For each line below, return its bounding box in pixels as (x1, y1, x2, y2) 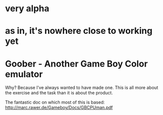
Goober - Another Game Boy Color (5, 58, 148, 69)
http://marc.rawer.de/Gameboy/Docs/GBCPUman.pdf (5, 105, 113, 111)
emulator (5, 69, 43, 80)
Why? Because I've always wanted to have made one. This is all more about (5, 85, 159, 91)
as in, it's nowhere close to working (5, 25, 153, 37)
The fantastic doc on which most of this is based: (5, 99, 105, 105)
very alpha (5, 3, 50, 14)
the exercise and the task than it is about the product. (5, 90, 113, 96)
